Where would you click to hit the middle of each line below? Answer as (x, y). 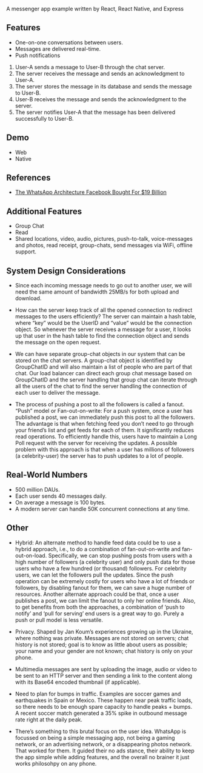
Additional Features (44, 211)
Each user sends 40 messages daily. (61, 496)
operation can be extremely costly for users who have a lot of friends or (105, 581)
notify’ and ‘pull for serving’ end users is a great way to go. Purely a (99, 613)
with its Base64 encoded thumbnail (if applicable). (78, 682)
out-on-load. (31, 555)
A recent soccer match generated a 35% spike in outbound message (101, 713)
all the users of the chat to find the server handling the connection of (101, 386)
